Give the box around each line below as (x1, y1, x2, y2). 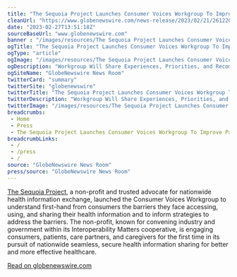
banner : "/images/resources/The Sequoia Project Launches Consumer (7, 37, 213, 44)
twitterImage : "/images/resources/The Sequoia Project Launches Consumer (7, 102, 229, 110)
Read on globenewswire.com (7, 261, 92, 269)
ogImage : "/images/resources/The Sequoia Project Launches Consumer (7, 57, 213, 64)
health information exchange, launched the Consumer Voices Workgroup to (7, 195, 227, 204)
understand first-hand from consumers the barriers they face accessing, (7, 202, 219, 211)
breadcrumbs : (7, 109, 46, 116)
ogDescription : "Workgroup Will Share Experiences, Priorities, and (7, 63, 213, 70)
